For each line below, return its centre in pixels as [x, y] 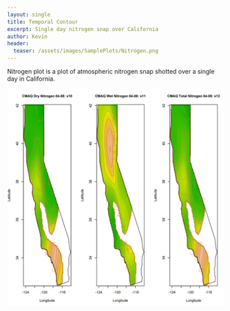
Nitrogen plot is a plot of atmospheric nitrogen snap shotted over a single [111, 71]
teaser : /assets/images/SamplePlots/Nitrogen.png [86, 51]
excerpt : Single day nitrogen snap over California [83, 29]
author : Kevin [28, 37]
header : [18, 44]
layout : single [29, 14]
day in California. [31, 79]
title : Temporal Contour [43, 22]
